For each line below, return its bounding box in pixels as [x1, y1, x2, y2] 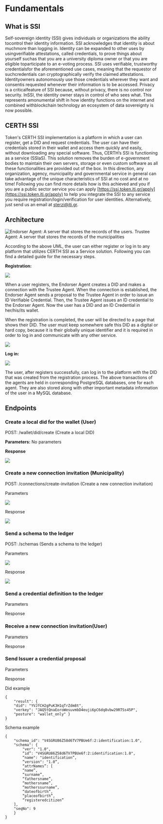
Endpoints [5, 404, 37, 412]
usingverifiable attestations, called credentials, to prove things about [5, 51, 142, 56]
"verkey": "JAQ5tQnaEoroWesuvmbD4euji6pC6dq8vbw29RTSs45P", [14, 707, 138, 712]
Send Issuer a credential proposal [5, 655, 86, 662]
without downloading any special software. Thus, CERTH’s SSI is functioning [5, 150, 158, 156]
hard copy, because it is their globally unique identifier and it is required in [5, 327, 153, 333]
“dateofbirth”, [22, 789, 53, 794]
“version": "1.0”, [22, 759, 60, 764]
